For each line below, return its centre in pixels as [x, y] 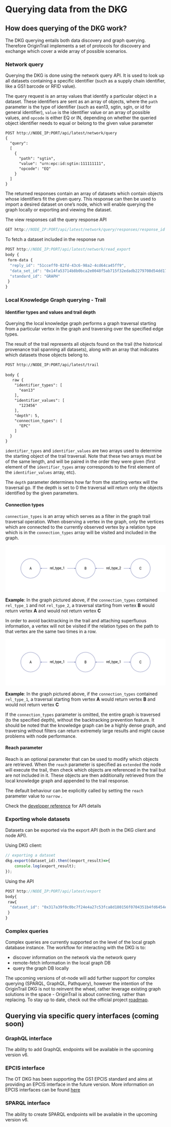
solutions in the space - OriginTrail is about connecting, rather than [75, 995]
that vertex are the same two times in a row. [51, 631]
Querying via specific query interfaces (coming [82, 1016]
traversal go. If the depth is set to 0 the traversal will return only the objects [84, 488]
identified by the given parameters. [42, 493]
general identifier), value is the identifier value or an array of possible [78, 113]
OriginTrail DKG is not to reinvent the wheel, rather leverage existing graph [83, 989]
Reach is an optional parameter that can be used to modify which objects [82, 759]
